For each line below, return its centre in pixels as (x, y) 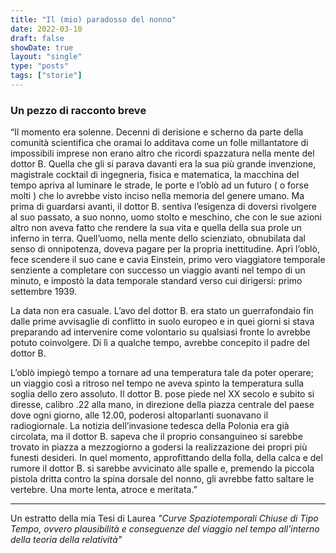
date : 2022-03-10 (46, 29)
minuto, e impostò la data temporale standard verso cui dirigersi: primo (156, 281)
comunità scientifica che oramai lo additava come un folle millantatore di (159, 143)
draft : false (37, 38)
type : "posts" (40, 66)
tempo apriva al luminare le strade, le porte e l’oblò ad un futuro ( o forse (160, 185)
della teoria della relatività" (66, 540)
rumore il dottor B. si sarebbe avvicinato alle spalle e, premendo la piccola (162, 468)
